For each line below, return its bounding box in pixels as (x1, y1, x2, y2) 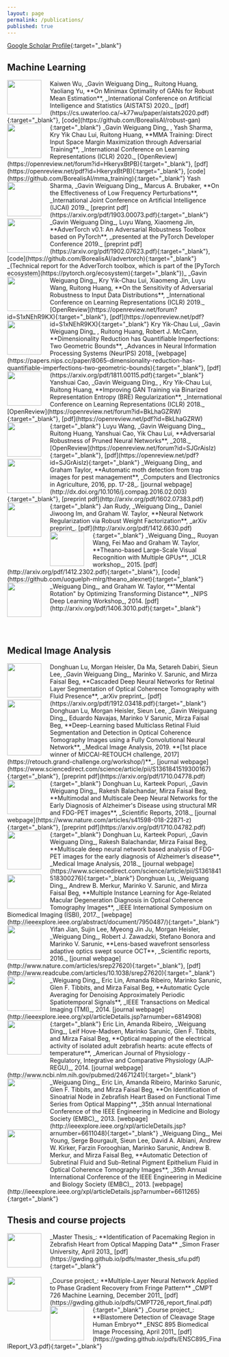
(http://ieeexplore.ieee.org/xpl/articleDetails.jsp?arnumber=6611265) (7, 1188, 200, 1195)
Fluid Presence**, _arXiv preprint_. (50, 692, 146, 700)
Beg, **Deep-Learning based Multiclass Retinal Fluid (50, 721, 200, 729)
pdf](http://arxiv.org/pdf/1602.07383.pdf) (87, 495, 204, 503)
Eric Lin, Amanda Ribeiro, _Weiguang (102, 1020, 206, 1028)
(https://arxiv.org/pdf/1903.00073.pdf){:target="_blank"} (50, 211, 209, 219)
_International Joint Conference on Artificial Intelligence (50, 196, 206, 204)
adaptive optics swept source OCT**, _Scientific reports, (50, 947, 211, 955)
